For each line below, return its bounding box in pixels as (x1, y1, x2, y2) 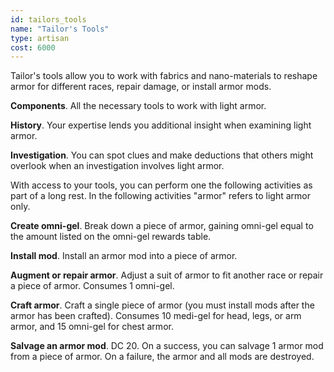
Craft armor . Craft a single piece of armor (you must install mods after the (10, 299, 315, 311)
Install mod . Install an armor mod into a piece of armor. (10, 250, 238, 262)
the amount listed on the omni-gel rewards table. (10, 231, 212, 243)
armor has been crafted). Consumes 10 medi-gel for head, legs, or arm (10, 310, 302, 322)
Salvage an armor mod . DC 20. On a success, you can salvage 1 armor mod (10, 340, 324, 352)
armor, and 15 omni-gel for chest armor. (10, 321, 174, 333)
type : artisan (10, 33, 70, 43)
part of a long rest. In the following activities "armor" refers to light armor (10, 190, 312, 202)
